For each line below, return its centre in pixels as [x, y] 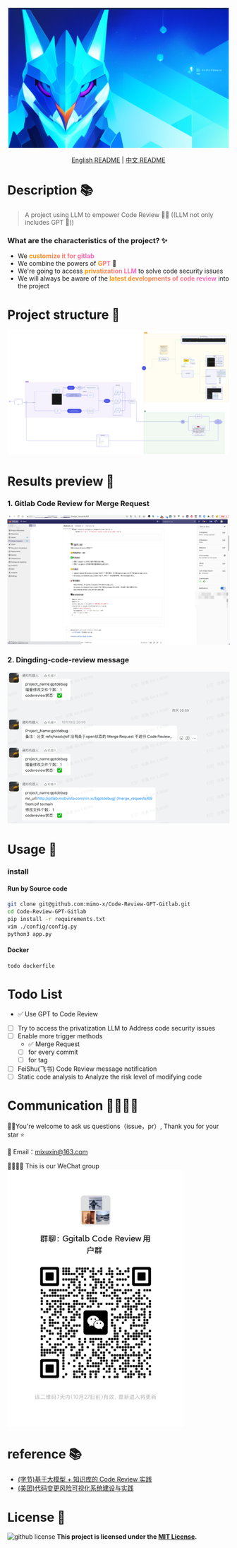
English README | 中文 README [119, 160]
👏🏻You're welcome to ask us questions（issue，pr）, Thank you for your [113, 1126]
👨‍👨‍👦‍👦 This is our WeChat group [54, 1166]
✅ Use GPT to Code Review [58, 1014]
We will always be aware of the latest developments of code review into [123, 278]
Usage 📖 [32, 850]
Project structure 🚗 [63, 315]
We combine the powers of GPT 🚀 [67, 264]
